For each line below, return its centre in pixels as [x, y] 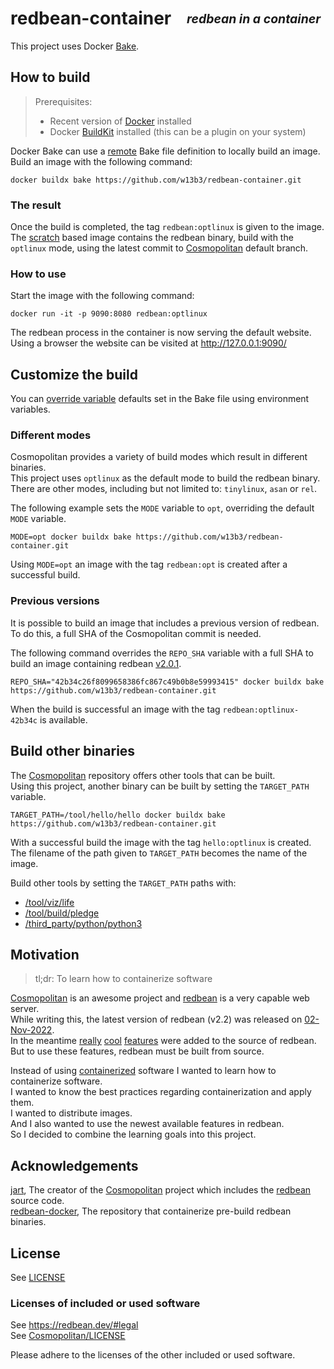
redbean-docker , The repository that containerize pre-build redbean [151, 1211]
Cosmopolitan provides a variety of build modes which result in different [159, 457]
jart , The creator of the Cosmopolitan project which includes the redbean [161, 1190]
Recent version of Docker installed [120, 121]
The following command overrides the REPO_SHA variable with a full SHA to [162, 653]
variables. [30, 409]
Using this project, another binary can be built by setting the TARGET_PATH [160, 786]
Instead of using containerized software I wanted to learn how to [143, 1071]
